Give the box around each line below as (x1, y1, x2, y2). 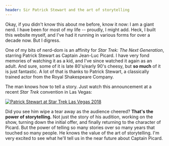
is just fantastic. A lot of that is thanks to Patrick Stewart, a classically (5, 68, 149, 75)
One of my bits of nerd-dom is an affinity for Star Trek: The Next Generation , (5, 47, 164, 53)
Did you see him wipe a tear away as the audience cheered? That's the (5, 108, 154, 114)
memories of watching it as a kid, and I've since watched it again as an (5, 57, 152, 63)
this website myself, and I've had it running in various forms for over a (5, 32, 150, 38)
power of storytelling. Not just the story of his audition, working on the (5, 114, 153, 120)
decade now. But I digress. (5, 37, 61, 43)
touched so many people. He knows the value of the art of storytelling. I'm (5, 129, 160, 136)
